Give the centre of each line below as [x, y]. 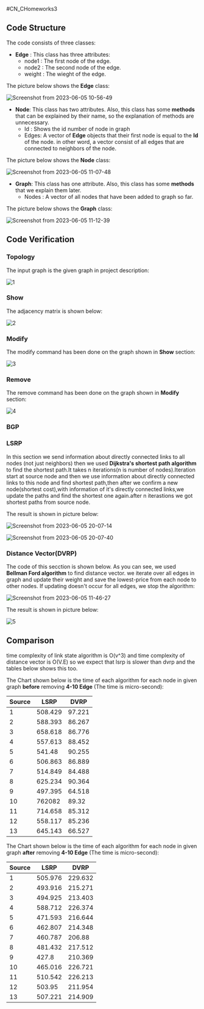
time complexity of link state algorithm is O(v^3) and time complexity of [96, 655]
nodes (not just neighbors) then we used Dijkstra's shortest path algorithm [101, 463]
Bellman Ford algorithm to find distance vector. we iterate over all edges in [100, 573]
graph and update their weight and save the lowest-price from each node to [101, 580]
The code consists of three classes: [51, 43]
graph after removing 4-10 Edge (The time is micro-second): [83, 852]
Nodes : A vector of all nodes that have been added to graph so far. [109, 196]
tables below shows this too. [42, 668]
